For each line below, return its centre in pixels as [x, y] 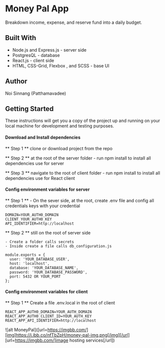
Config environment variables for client [47, 292]
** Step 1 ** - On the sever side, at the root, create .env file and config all [80, 200]
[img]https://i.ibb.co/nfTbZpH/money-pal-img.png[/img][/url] [67, 335]
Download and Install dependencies [43, 137]
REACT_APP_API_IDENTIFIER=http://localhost [51, 320]
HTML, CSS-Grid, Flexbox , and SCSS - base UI [61, 65]
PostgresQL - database [36, 55]
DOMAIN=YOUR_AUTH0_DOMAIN [32, 215]
